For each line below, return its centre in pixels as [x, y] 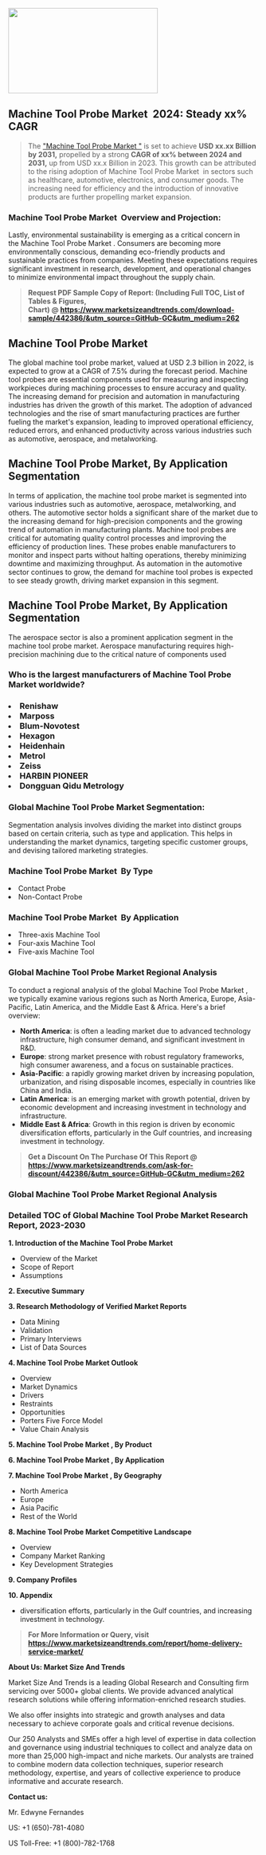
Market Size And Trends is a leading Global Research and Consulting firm [129, 1682]
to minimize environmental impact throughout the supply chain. [112, 277]
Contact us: [28, 1797]
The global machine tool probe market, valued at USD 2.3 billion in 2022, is [131, 362]
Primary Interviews [51, 1339]
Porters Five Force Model [61, 1420]
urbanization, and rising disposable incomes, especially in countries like [138, 1082]
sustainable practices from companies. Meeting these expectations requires [133, 260]
